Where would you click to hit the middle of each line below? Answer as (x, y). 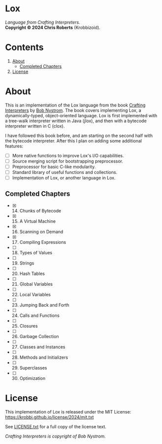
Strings (27, 263)
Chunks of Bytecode (40, 210)
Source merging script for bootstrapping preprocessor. (68, 161)
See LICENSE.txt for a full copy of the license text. (56, 426)
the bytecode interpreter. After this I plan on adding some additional (74, 140)
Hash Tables (32, 273)
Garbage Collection (39, 336)
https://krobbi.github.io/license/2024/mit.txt (50, 417)
